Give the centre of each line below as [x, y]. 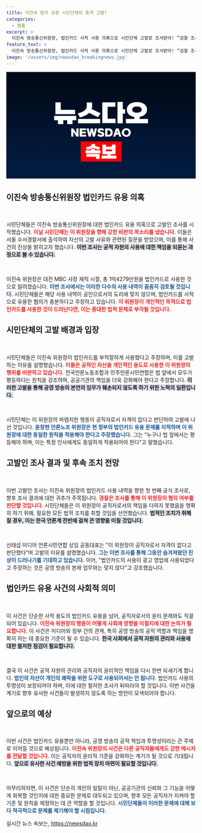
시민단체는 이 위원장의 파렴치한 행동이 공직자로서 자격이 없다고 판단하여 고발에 [98, 420]
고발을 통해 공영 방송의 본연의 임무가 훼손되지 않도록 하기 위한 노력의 [96, 387]
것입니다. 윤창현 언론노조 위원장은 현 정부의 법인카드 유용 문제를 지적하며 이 [99, 427]
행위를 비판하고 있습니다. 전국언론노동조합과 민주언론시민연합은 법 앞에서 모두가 [99, 372]
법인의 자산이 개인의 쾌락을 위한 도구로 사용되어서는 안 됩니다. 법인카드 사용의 [104, 677]
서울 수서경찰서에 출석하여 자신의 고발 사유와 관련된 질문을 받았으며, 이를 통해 [97, 240]
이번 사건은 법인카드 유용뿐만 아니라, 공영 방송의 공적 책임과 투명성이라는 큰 [94, 741]
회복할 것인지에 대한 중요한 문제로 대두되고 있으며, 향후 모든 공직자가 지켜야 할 [104, 796]
